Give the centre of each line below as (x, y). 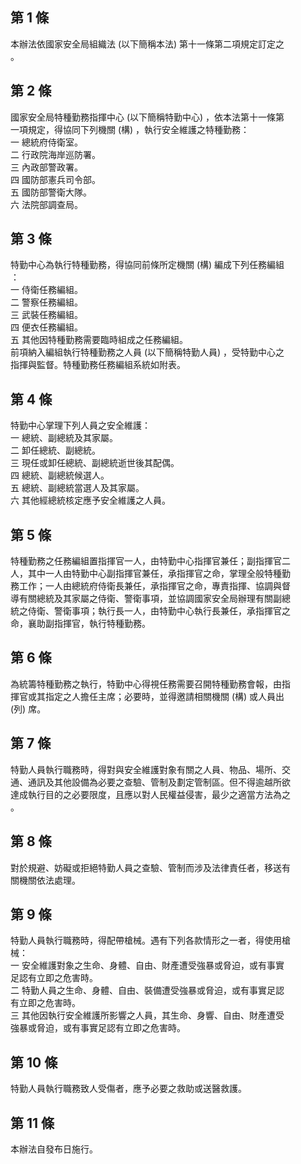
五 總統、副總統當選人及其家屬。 (77, 488)
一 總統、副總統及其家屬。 (64, 438)
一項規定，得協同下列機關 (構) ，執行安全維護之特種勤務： (130, 129)
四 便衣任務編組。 (46, 327)
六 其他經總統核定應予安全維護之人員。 (90, 500)
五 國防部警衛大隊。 (51, 192)
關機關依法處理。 (45, 880)
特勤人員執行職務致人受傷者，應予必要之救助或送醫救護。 (128, 1089)
